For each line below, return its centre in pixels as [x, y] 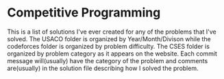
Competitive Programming [84, 13]
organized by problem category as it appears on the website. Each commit [112, 54]
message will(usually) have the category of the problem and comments [108, 60]
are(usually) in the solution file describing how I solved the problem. [103, 68]
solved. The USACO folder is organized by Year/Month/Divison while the [109, 38]
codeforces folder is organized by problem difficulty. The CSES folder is [109, 46]
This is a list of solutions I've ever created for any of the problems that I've [112, 32]
